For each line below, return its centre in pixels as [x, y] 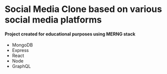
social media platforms [53, 20]
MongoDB [22, 45]
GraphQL [21, 66]
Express [20, 50]
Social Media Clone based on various [83, 9]
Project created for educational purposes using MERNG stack [70, 34]
